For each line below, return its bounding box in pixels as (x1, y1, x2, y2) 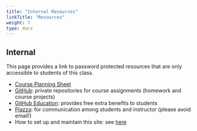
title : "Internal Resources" (6, 8, 78, 15)
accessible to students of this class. (6, 69, 94, 76)
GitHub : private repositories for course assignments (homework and (14, 87, 182, 94)
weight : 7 (6, 20, 31, 25)
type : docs (6, 25, 33, 31)
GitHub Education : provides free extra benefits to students (14, 100, 158, 107)
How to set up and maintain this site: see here (14, 119, 127, 126)
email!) (14, 112, 31, 119)
